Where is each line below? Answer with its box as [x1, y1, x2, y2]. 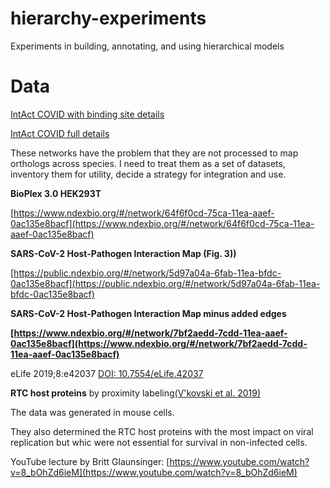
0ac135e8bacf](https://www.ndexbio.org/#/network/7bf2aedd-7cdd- [10, 337, 308, 349]
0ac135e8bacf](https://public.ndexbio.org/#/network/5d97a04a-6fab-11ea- [10, 277, 321, 289]
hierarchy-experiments [10, 7, 207, 30]
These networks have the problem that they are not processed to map [10, 147, 299, 159]
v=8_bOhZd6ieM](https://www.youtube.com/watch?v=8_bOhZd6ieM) [10, 466, 298, 478]
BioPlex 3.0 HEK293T [10, 187, 102, 199]
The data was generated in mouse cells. [10, 406, 175, 418]
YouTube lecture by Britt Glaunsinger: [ [10, 455, 170, 467]
